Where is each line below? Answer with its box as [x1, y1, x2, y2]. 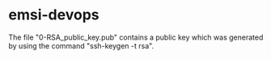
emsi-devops [8, 6, 100, 24]
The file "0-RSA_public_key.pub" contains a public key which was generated [8, 32, 264, 42]
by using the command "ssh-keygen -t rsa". [8, 40, 155, 50]
